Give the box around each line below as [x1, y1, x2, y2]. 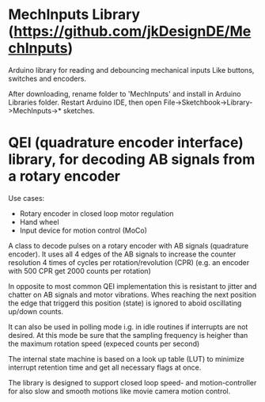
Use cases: [8, 193, 45, 203]
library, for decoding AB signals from [8, 150, 256, 169]
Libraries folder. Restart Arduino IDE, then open [8, 97, 162, 107]
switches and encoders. [8, 74, 87, 83]
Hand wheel [19, 217, 59, 226]
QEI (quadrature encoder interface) [8, 134, 244, 152]
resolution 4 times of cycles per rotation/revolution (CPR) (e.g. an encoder [8, 257, 250, 267]
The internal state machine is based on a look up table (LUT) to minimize [8, 354, 245, 363]
